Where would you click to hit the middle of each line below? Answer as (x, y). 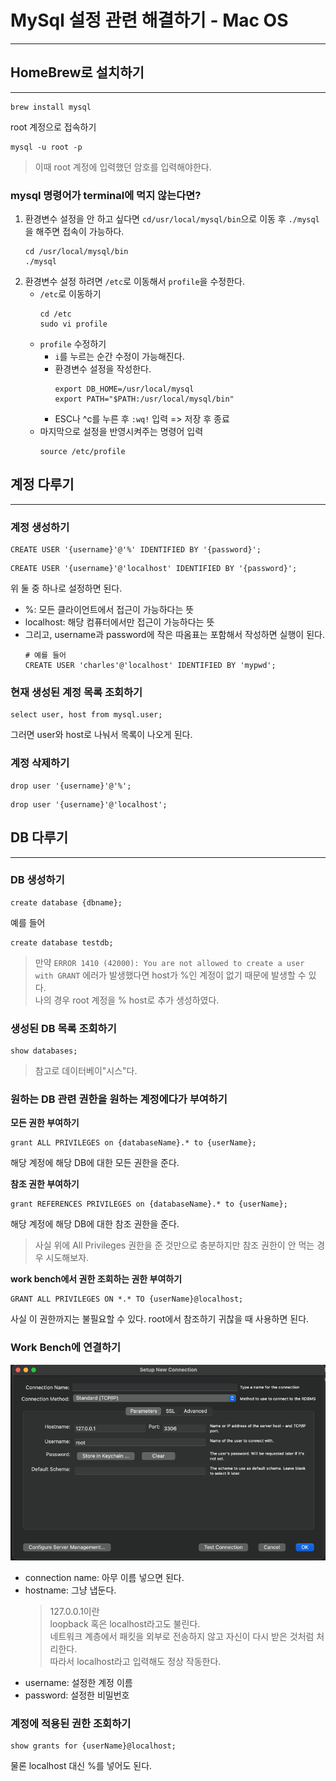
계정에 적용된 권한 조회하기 (71, 1723)
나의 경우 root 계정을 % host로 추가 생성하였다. (127, 1000)
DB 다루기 (39, 837)
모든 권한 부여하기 (45, 1123)
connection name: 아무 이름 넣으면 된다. (104, 1577)
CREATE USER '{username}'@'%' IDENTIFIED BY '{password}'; (136, 550)
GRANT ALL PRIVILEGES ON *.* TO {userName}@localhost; (127, 1299)
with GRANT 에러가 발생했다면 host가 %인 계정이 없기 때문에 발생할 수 (170, 975)
